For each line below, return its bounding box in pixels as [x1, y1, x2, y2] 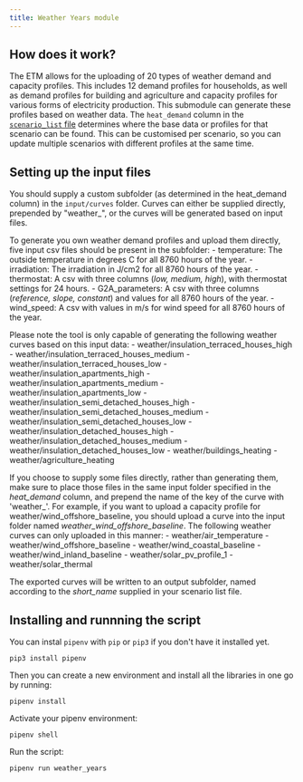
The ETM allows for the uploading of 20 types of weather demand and [9, 71, 271, 82]
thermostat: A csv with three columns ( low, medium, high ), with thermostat [9, 274, 288, 285]
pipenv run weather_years [9, 764, 107, 773]
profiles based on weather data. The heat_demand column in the [9, 110, 244, 121]
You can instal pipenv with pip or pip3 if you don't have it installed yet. [9, 636, 270, 648]
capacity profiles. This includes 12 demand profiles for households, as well [9, 81, 288, 92]
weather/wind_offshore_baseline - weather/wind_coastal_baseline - [9, 540, 261, 551]
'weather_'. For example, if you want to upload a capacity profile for [9, 501, 260, 512]
